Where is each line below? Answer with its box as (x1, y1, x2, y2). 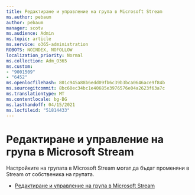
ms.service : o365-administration (6, 42, 89, 48)
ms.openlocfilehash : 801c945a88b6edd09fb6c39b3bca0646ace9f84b (6, 80, 165, 86)
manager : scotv (6, 25, 44, 31)
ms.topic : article (6, 36, 51, 42)
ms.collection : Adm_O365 (6, 58, 67, 64)
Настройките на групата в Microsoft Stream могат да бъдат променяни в (6, 164, 190, 171)
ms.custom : (6, 63, 33, 70)
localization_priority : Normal (6, 52, 83, 58)
